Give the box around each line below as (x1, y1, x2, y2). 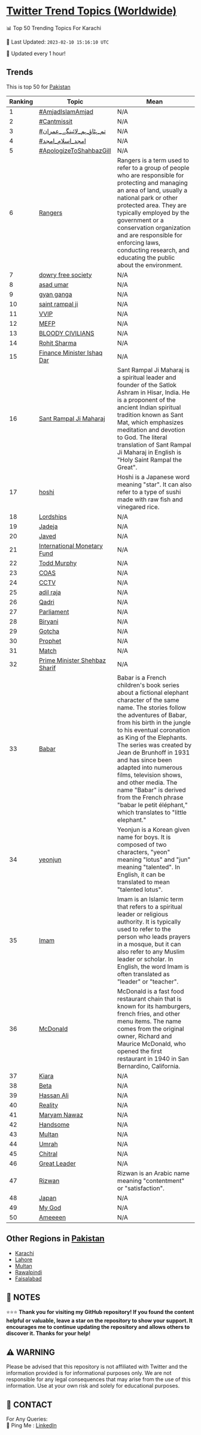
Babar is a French (117, 673, 166, 682)
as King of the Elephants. (117, 733, 187, 741)
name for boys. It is (117, 832, 171, 841)
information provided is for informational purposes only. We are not (6, 1370, 172, 1377)
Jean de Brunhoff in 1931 (117, 748, 190, 756)
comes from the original (117, 1024, 184, 1033)
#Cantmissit (38, 117, 73, 125)
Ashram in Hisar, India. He (117, 388, 190, 396)
